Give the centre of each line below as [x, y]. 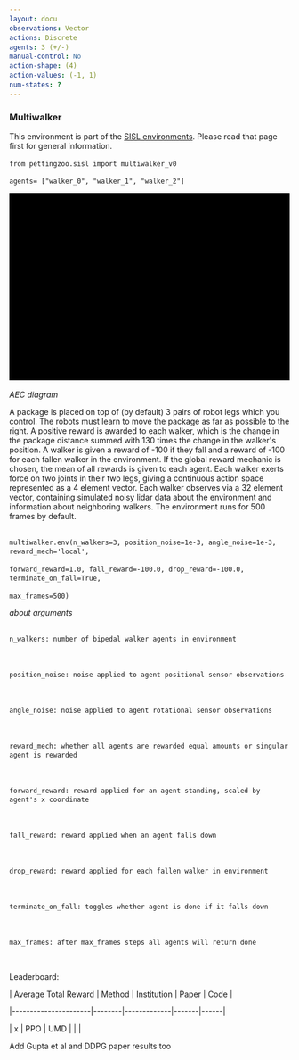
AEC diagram [34, 395]
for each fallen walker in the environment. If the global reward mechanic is [145, 460]
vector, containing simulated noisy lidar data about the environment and [141, 497]
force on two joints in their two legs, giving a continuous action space [137, 478]
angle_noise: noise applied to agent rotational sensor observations [141, 711]
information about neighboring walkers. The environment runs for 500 [137, 507]
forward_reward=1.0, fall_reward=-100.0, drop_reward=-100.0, [127, 570]
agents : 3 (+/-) [39, 47]
